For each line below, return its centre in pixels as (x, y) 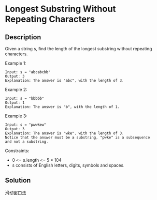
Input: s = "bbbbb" (25, 98)
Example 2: (16, 90)
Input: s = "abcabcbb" (28, 72)
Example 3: (16, 116)
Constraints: (17, 151)
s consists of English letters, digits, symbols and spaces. (68, 165)
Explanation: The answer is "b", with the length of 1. (62, 107)
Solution (18, 180)
